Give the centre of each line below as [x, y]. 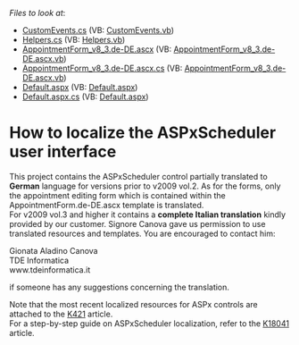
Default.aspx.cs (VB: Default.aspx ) [85, 97]
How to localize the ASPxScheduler [143, 133]
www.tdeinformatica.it [50, 269]
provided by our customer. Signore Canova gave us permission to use [137, 223]
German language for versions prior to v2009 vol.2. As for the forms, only [145, 186]
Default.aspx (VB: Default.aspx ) [80, 87]
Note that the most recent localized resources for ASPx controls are [133, 304]
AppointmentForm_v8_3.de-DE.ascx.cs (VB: [102, 68]
